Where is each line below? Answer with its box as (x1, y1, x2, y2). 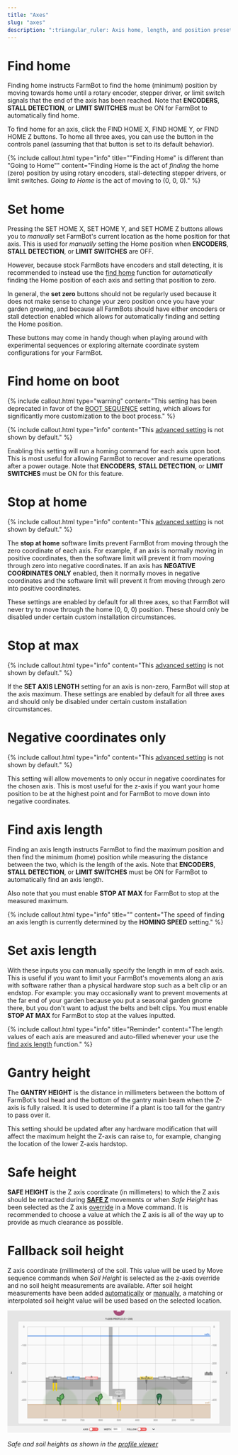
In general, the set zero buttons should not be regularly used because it (7, 290, 217, 298)
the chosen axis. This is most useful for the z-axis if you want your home (7, 782, 220, 790)
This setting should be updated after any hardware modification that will (7, 1124, 217, 1133)
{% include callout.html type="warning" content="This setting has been (7, 397, 217, 405)
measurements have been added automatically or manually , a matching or (7, 1289, 223, 1297)
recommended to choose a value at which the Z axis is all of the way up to (7, 1210, 225, 1218)
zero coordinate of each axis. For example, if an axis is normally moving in (7, 546, 224, 555)
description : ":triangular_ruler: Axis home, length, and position (7, 26, 211, 33)
